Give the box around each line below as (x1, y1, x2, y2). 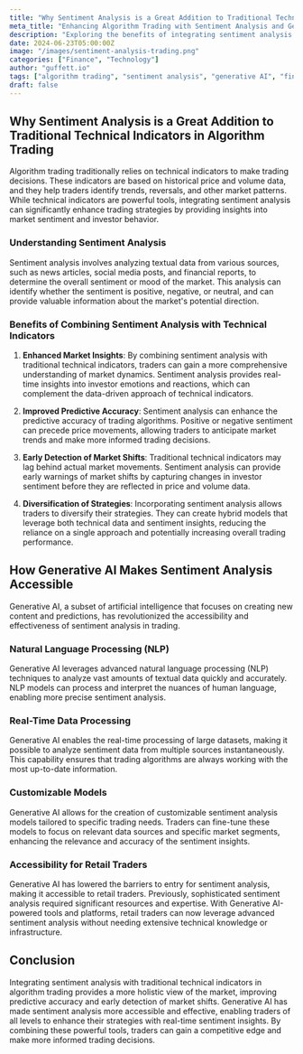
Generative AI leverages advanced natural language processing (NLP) (9, 663, 269, 674)
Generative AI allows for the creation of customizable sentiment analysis (9, 807, 278, 817)
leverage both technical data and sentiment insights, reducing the (22, 518, 267, 528)
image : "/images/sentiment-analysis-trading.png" (9, 47, 200, 56)
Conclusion (9, 953, 76, 968)
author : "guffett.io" (9, 64, 91, 73)
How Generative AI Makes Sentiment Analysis (9, 563, 273, 578)
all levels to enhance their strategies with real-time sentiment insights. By (9, 1015, 281, 1026)
